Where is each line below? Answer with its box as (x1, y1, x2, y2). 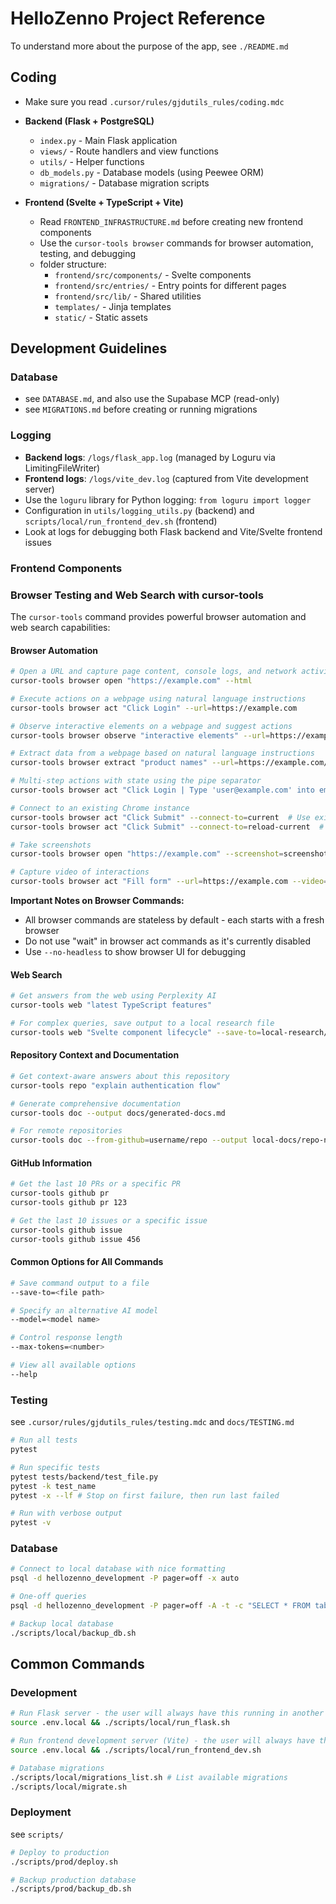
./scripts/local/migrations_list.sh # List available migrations (10, 1772, 288, 1782)
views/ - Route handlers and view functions (39, 145, 219, 157)
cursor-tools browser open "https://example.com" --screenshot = (10, 849, 284, 859)
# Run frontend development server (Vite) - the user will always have (10, 1736, 315, 1746)
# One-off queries (10, 1592, 87, 1602)
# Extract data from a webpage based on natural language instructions (10, 748, 315, 759)
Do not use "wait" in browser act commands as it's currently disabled (24, 935, 312, 947)
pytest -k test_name (10, 1481, 97, 1491)
